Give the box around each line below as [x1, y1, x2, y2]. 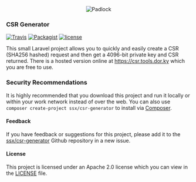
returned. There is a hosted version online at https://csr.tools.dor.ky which [6, 58, 185, 65]
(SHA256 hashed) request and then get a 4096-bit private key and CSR [6, 51, 179, 58]
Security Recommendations [6, 79, 87, 87]
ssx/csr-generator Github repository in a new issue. [6, 137, 131, 144]
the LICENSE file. [6, 170, 48, 177]
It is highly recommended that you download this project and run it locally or [6, 92, 191, 99]
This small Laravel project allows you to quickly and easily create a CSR [6, 45, 179, 52]
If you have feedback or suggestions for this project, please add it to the [6, 130, 181, 137]
